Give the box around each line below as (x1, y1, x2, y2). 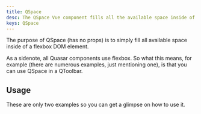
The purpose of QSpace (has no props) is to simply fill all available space (6, 37, 188, 44)
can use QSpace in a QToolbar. (6, 68, 83, 75)
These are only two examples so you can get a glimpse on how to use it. (6, 101, 185, 109)
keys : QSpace (6, 20, 39, 26)
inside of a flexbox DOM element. (6, 43, 89, 50)
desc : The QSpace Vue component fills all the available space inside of (6, 14, 196, 21)
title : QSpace (6, 8, 42, 15)
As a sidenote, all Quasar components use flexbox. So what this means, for (6, 55, 193, 62)
